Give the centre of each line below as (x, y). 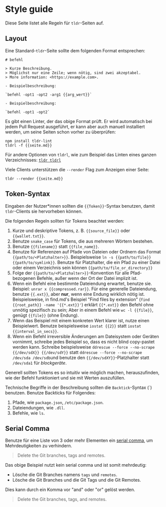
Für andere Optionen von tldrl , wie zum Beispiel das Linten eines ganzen (81, 154)
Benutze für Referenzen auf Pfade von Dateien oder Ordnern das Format (86, 252)
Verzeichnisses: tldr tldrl (33, 160)
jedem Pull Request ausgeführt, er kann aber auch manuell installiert (75, 127)
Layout (16, 39)
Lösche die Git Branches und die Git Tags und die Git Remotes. (77, 480)
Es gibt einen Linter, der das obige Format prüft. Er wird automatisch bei (79, 121)
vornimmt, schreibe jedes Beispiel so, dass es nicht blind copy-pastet (83, 342)
